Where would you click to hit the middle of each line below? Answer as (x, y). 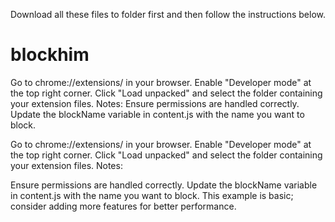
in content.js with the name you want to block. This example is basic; (152, 195)
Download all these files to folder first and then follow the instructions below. (168, 14)
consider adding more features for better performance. (123, 206)
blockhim (50, 55)
